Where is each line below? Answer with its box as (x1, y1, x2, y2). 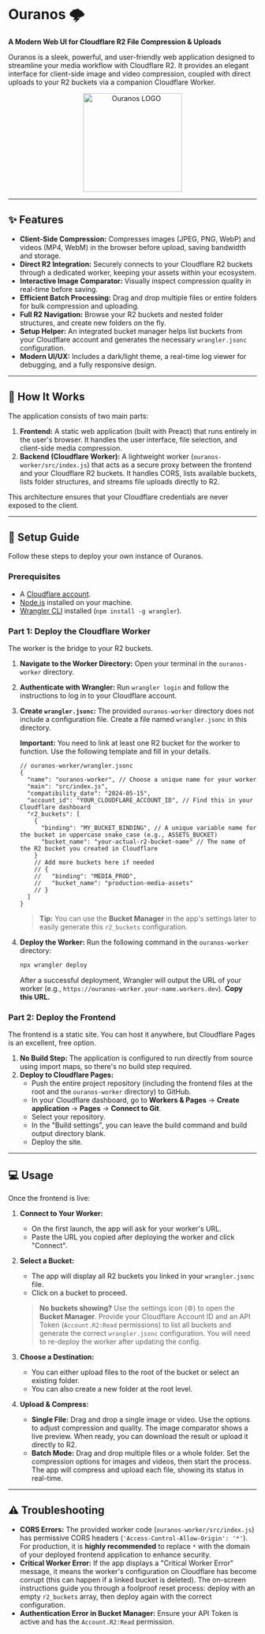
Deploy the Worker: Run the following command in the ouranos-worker (19, 937, 249, 947)
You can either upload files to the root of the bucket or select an (31, 1367, 240, 1377)
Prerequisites (8, 571, 61, 582)
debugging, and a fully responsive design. (19, 360, 157, 369)
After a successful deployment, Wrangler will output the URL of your (19, 975, 242, 985)
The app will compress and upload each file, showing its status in (31, 1464, 244, 1475)
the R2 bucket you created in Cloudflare (19, 844, 158, 852)
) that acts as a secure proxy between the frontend (86, 460, 252, 469)
